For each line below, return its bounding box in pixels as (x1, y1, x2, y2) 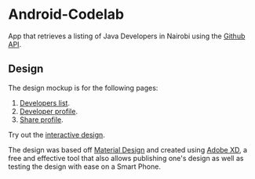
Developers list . (19, 98, 71, 107)
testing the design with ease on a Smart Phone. (8, 162, 161, 171)
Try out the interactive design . (8, 130, 106, 139)
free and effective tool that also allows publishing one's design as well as (8, 153, 244, 163)
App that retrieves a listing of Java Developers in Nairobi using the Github (8, 31, 246, 41)
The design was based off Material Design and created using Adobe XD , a (8, 145, 248, 154)
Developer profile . (19, 106, 78, 116)
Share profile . (19, 115, 64, 124)
